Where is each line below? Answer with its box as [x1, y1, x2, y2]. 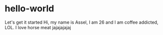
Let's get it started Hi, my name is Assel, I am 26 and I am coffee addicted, [5, 19, 158, 25]
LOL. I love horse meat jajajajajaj [5, 24, 71, 30]
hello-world [5, 3, 55, 14]
